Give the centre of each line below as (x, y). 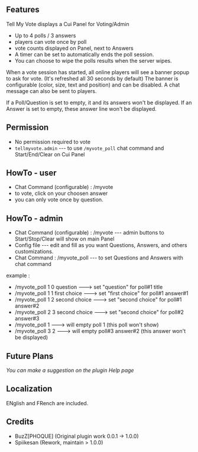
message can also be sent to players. (51, 91)
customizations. (34, 252)
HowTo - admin (35, 218)
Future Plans (30, 356)
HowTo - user (31, 173)
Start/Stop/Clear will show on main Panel (64, 239)
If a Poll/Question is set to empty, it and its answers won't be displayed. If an (99, 102)
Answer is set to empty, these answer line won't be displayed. (81, 108)
